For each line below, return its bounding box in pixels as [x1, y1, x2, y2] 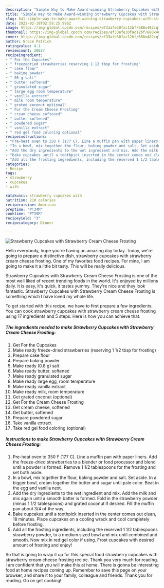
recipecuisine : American [5, 202, 56, 207]
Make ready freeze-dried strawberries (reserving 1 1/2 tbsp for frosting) [12, 347, 156, 353]
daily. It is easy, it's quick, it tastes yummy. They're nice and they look [5, 283, 146, 289]
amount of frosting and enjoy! [12, 542, 73, 548]
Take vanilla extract [12, 420, 52, 426]
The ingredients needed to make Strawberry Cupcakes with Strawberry [5, 325, 154, 330]
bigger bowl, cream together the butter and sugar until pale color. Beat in [12, 479, 159, 485]
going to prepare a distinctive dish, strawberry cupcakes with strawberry [5, 253, 152, 259]
